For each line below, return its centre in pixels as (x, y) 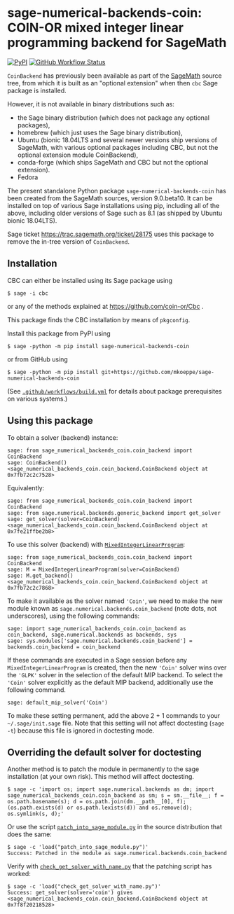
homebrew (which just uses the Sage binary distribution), (100, 132)
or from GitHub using (37, 359)
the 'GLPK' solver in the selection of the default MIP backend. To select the (115, 674)
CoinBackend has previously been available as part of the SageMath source (115, 76)
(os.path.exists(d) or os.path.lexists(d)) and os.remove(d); (100, 808)
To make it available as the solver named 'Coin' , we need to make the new (115, 601)
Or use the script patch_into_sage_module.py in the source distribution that (115, 827)
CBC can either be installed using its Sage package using (90, 280)
